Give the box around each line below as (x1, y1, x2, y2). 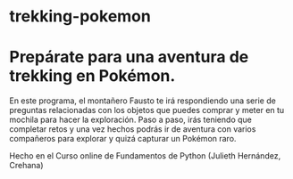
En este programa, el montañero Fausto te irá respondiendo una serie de (9, 95, 277, 106)
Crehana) (9, 160, 44, 171)
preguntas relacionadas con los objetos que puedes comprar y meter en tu (9, 105, 285, 116)
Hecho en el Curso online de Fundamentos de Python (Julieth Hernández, (9, 151, 281, 161)
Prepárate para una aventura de (9, 47, 249, 68)
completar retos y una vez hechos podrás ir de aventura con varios (9, 124, 256, 134)
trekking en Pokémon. (9, 66, 176, 86)
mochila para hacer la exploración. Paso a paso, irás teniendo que (9, 114, 252, 126)
